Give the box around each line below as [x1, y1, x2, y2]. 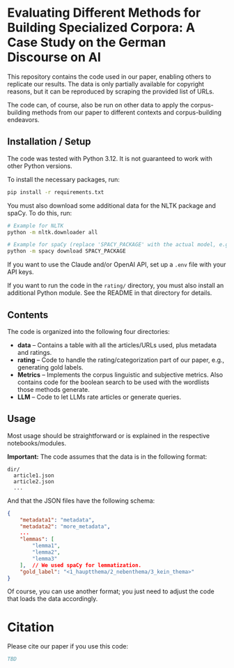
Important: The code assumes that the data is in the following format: [7, 452, 208, 461]
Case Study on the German [7, 35, 166, 50]
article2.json [13, 478, 54, 485]
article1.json [13, 472, 54, 479]
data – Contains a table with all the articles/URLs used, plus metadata [17, 340, 217, 349]
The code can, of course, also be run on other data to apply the [7, 100, 189, 109]
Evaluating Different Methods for [7, 5, 201, 21]
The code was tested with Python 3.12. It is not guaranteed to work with [7, 154, 212, 162]
